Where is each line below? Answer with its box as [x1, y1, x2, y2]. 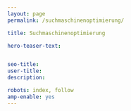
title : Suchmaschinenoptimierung [7, 30, 106, 37]
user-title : [7, 67, 42, 74]
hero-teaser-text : [7, 42, 61, 49]
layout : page [7, 10, 46, 18]
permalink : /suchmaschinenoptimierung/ [7, 17, 125, 24]
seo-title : [7, 61, 39, 68]
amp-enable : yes [7, 93, 55, 100]
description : [7, 74, 46, 81]
